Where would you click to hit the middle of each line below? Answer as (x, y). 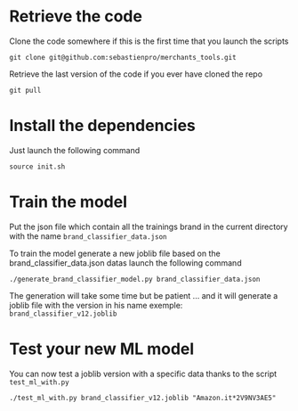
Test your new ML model (102, 349)
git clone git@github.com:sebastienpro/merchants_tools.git (123, 57)
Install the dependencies (102, 126)
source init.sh (37, 167)
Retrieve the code (76, 16)
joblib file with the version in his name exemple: (96, 305)
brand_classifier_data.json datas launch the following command (125, 263)
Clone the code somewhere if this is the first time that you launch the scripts (149, 41)
